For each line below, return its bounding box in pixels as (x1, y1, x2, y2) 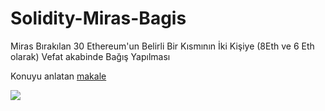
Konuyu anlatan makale (10, 70, 107, 82)
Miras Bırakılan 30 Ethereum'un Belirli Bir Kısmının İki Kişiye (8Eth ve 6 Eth (10, 40, 315, 52)
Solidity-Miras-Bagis (10, 7, 187, 30)
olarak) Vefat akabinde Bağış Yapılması (10, 50, 171, 62)
